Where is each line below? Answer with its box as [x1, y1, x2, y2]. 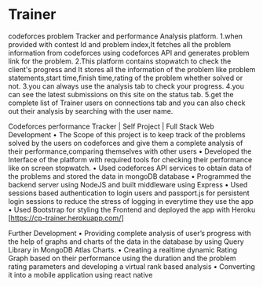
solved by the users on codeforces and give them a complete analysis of [8, 138, 243, 147]
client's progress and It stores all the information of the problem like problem [8, 64, 256, 74]
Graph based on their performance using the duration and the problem [8, 253, 236, 263]
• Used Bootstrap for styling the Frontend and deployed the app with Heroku [8, 205, 256, 214]
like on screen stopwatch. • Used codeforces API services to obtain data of [8, 163, 252, 173]
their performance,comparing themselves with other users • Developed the [8, 147, 252, 156]
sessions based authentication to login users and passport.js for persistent [8, 188, 250, 198]
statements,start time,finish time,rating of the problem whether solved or [8, 73, 243, 82]
